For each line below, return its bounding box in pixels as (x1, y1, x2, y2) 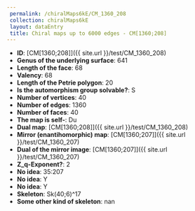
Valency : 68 (16, 71, 53, 80)
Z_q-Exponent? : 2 (16, 160, 71, 168)
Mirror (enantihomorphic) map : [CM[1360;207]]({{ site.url (16, 131, 186, 139)
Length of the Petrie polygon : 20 (16, 78, 114, 87)
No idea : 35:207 (16, 168, 64, 176)
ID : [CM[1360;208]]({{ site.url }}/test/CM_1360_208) (16, 49, 166, 57)
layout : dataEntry (9, 23, 64, 30)
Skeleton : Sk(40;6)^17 (16, 190, 81, 198)
